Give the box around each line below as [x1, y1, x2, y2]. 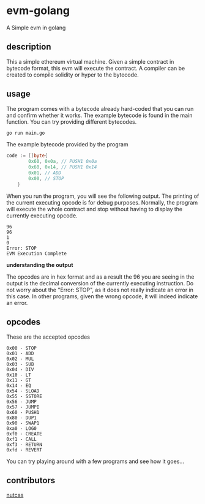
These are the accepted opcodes [6, 333, 91, 340]
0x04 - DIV [6, 366, 34, 372]
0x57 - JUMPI [6, 404, 40, 410]
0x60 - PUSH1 [6, 409, 40, 415]
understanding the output [6, 261, 73, 268]
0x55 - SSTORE [6, 393, 43, 399]
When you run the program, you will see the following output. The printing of [6, 192, 199, 200]
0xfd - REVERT [6, 446, 43, 453]
